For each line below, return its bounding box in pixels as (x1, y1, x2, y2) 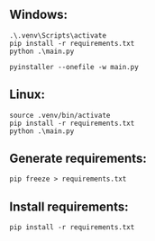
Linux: (9, 87, 45, 103)
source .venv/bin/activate (9, 111, 111, 120)
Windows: (9, 7, 68, 22)
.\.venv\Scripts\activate (9, 31, 106, 40)
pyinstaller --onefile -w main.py (9, 62, 140, 71)
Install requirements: (9, 199, 129, 214)
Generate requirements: (9, 151, 147, 166)
